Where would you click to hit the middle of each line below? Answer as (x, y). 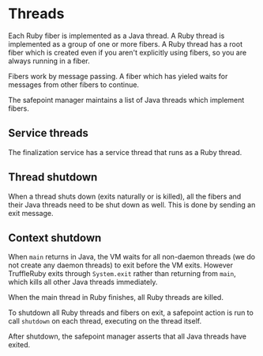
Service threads (49, 133)
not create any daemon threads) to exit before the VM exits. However (120, 265)
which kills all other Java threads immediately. (83, 282)
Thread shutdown (53, 178)
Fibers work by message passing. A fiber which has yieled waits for (118, 76)
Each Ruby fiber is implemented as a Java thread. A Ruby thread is (116, 36)
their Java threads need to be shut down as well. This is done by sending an (132, 205)
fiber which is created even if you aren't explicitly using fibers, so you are (128, 52)
